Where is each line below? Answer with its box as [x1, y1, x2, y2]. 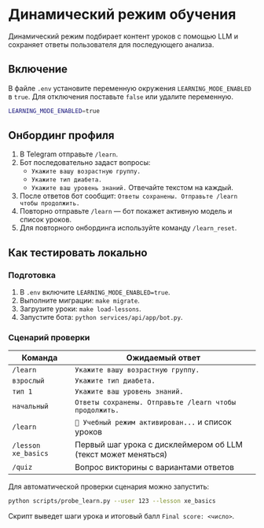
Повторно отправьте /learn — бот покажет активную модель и [19, 207, 233, 216]
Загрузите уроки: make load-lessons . [19, 304, 141, 313]
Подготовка [8, 269, 57, 280]
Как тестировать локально [8, 246, 148, 259]
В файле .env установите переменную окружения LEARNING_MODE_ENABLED [8, 83, 251, 93]
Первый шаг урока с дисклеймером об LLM [74, 439, 244, 450]
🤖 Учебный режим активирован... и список [74, 416, 232, 427]
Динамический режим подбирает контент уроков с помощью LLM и [8, 31, 238, 41]
